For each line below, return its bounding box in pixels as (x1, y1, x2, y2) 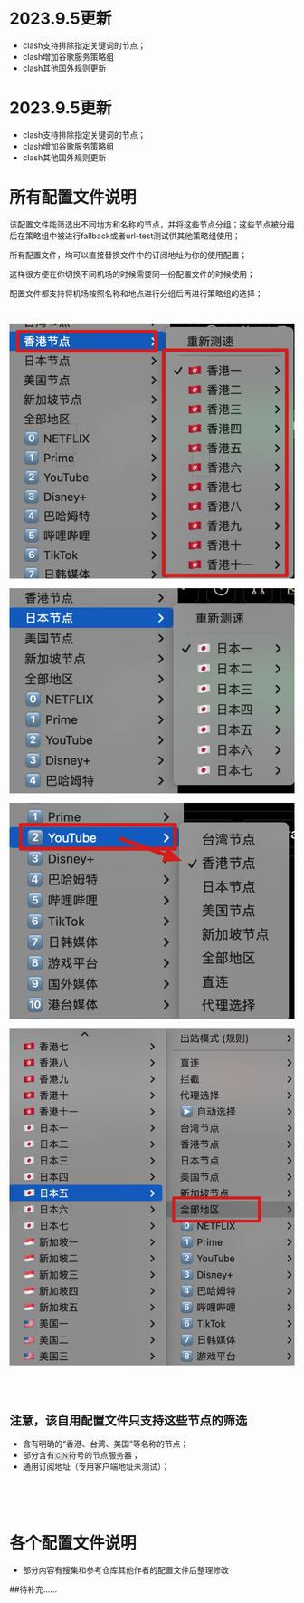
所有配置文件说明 (9, 188, 138, 208)
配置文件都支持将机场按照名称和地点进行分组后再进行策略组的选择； (9, 287, 263, 299)
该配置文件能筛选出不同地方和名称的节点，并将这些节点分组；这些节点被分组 (9, 218, 295, 229)
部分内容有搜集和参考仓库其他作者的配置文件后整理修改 (22, 1565, 229, 1576)
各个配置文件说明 (9, 1533, 138, 1554)
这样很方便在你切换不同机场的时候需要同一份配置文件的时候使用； (9, 268, 255, 279)
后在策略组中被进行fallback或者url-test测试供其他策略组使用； (9, 230, 242, 241)
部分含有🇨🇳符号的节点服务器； (22, 1450, 140, 1461)
